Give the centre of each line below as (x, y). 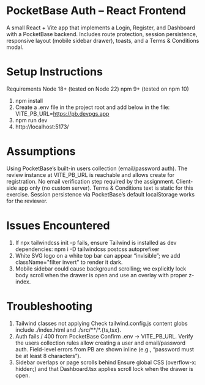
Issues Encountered (58, 226)
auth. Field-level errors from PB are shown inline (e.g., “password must (105, 349)
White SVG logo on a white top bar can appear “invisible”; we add (98, 255)
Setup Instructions (54, 72)
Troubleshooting (50, 306)
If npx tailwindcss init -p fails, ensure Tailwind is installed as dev (96, 242)
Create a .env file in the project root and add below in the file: (92, 107)
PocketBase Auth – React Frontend (96, 11)
